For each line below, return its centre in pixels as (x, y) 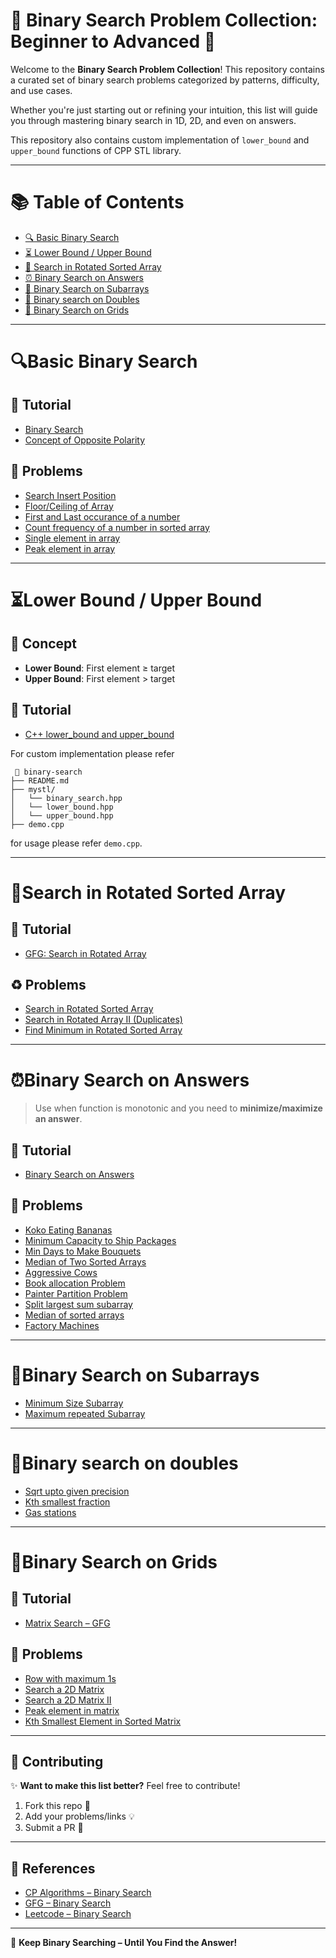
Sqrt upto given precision (77, 1491)
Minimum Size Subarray (74, 1403)
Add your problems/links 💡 (79, 1816)
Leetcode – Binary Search (78, 1914)
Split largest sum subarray (78, 1304)
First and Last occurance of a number (102, 516)
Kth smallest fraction (67, 1501)
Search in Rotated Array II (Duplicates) (103, 1020)
